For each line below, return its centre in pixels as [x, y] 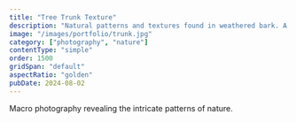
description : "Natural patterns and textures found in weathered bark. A [148, 26]
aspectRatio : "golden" [51, 75]
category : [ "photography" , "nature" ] [79, 42]
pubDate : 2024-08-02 [47, 83]
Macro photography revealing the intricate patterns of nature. [121, 108]
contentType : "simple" [51, 50]
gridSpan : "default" [47, 67]
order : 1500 [31, 58]
